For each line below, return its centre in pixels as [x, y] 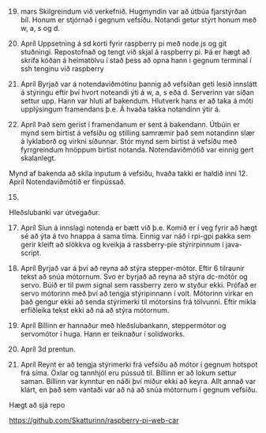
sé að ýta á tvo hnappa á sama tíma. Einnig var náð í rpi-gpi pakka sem [135, 236]
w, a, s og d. [40, 28]
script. [31, 253]
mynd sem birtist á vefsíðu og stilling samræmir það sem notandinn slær [138, 133]
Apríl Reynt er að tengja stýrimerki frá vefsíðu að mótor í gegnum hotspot [139, 364]
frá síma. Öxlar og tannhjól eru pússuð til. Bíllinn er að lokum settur [128, 373]
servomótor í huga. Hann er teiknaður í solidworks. [103, 334]
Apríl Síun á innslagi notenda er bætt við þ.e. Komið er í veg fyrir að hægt [139, 228]
